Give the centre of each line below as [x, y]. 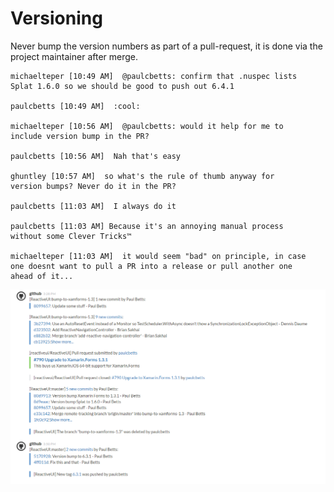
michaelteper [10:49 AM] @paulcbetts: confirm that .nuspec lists [154, 76]
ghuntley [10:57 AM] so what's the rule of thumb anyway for [142, 176]
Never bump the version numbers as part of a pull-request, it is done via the [166, 46]
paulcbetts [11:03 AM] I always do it [93, 206]
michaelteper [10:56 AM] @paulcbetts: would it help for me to [147, 126]
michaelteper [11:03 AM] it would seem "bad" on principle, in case [158, 256]
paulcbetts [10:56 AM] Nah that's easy [96, 156]
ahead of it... [42, 276]
